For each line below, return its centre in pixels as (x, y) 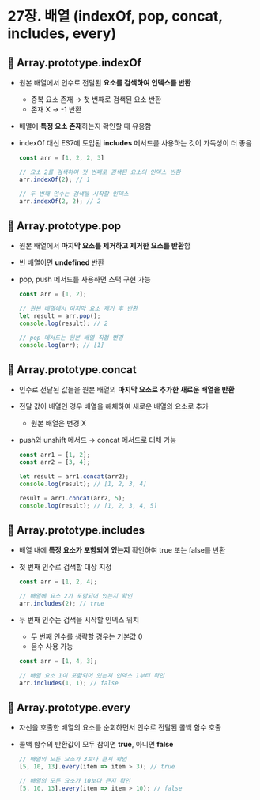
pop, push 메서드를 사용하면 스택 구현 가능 (85, 279)
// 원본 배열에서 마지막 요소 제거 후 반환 (78, 309)
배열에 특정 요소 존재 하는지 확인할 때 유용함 (85, 126)
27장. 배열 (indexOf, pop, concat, (115, 16)
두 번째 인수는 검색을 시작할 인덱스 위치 (79, 619)
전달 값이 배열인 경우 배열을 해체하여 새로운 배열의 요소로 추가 (113, 406)
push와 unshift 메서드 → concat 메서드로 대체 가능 (98, 440)
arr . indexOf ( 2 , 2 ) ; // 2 (60, 201)
